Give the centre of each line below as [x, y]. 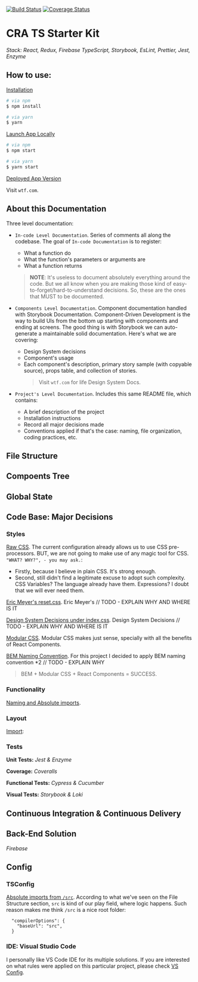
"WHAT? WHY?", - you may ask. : [44, 560]
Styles [16, 534]
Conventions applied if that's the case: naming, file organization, [103, 431]
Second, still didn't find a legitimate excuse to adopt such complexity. [100, 578]
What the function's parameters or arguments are [85, 259]
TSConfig [20, 884]
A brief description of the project [64, 412]
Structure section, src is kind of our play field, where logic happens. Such [97, 904]
